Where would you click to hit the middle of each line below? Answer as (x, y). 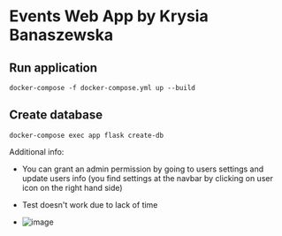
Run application (53, 68)
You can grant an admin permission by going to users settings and (143, 169)
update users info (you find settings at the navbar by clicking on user (148, 178)
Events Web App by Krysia (109, 16)
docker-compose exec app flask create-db (87, 135)
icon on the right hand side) (72, 187)
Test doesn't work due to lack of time (90, 204)
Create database (56, 115)
